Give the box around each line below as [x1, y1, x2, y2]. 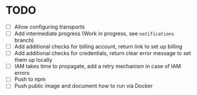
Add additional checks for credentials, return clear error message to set [14, 50, 191, 57]
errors [14, 69, 30, 77]
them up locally [14, 56, 53, 64]
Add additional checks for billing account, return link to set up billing [14, 43, 183, 50]
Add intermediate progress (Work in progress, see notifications [14, 30, 175, 37]
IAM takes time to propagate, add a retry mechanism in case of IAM [14, 63, 181, 70]
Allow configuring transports [14, 23, 85, 30]
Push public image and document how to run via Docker [14, 83, 153, 90]
